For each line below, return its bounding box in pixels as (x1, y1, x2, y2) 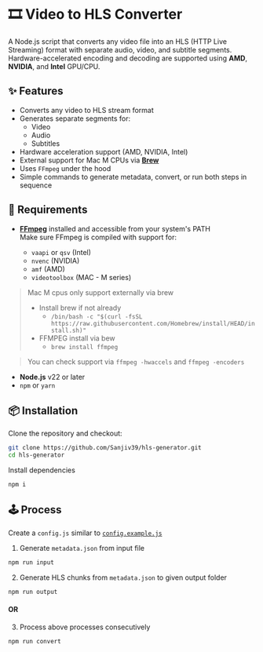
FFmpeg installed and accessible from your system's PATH (19, 224, 210, 233)
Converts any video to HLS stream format (19, 105, 155, 115)
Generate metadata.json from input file (19, 543, 145, 552)
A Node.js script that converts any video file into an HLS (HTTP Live (8, 36, 228, 46)
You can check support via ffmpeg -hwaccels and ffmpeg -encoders (27, 357, 245, 366)
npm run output (8, 588, 58, 596)
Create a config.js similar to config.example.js (8, 528, 163, 537)
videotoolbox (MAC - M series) (31, 272, 132, 282)
